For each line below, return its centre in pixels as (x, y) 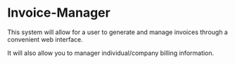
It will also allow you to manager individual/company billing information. (111, 53)
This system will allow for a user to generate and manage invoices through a (118, 32)
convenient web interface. (45, 39)
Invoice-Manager (59, 13)
